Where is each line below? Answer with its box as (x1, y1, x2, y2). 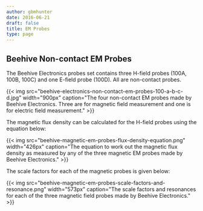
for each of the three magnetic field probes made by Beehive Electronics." (6, 192, 191, 199)
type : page (6, 31, 34, 37)
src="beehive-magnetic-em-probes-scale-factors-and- (26, 179, 166, 186)
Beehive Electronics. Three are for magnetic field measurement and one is (6, 100, 192, 107)
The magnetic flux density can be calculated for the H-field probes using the (6, 118, 197, 125)
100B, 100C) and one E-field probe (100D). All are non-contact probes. (6, 76, 181, 83)
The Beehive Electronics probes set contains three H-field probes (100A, (6, 69, 187, 77)
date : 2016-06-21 (6, 14, 50, 20)
